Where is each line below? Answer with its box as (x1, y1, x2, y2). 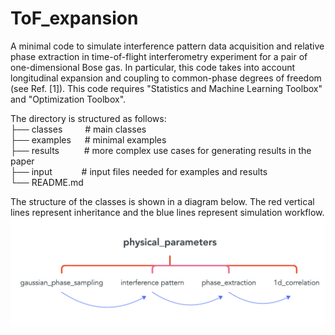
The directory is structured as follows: (10, 112, 167, 124)
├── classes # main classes (10, 123, 147, 135)
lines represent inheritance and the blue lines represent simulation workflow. (10, 206, 325, 218)
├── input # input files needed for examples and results (10, 165, 268, 177)
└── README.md (10, 176, 84, 188)
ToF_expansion (10, 7, 139, 30)
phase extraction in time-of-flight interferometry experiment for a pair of (10, 50, 308, 62)
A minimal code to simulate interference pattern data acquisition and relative (10, 40, 325, 52)
